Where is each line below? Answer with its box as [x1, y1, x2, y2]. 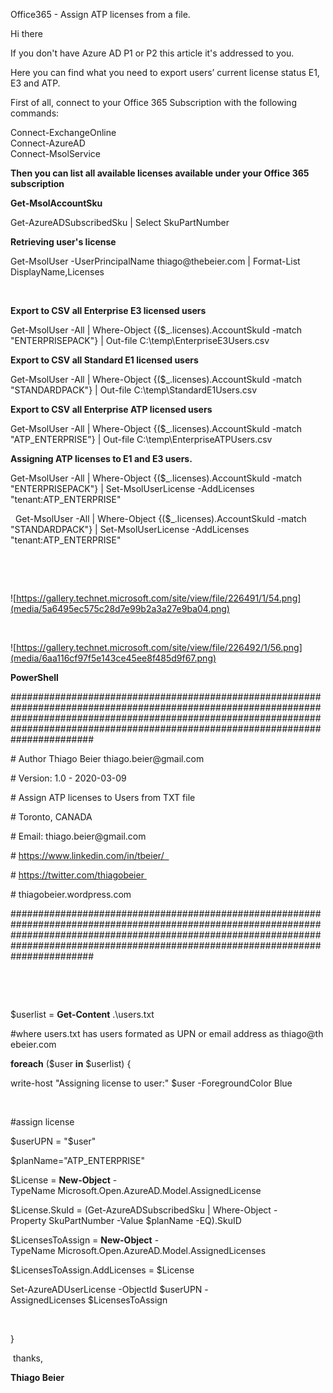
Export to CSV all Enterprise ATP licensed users [10, 404, 213, 415]
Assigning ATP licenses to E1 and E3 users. [10, 453, 193, 464]
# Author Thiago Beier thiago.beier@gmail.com [10, 753, 205, 764]
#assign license [10, 1116, 75, 1128]
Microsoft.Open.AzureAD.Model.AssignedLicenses [57, 1245, 267, 1256]
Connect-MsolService [10, 148, 101, 159]
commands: [10, 107, 60, 119]
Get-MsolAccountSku [10, 197, 103, 209]
